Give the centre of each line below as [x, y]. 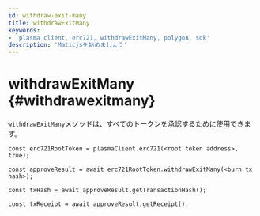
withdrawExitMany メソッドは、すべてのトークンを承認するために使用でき [126, 124]
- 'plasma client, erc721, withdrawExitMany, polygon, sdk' [109, 38]
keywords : [24, 30]
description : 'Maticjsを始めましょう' [68, 45]
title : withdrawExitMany [49, 23]
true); [19, 156]
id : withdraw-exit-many [47, 15]
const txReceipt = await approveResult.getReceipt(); [99, 204]
